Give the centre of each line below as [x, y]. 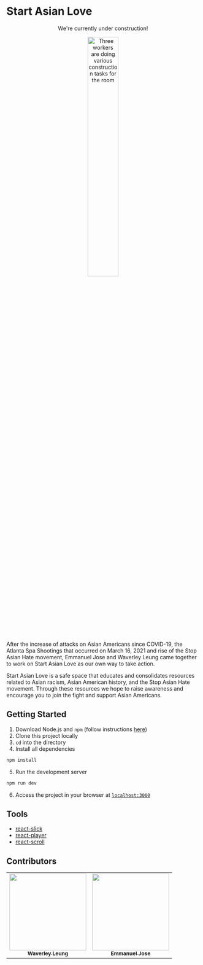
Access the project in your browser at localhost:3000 [83, 795]
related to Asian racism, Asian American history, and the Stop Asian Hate [98, 682]
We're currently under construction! [103, 28]
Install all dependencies [45, 749]
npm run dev [21, 783]
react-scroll [30, 842]
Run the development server [51, 772]
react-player [31, 835]
